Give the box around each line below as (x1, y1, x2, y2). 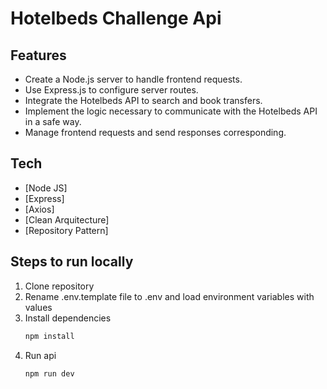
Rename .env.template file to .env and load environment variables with (24, 290, 315, 302)
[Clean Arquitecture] (24, 213, 110, 226)
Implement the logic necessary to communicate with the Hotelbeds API (24, 105, 318, 117)
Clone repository (24, 280, 95, 292)
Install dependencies (24, 312, 112, 324)
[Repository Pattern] (24, 224, 109, 236)
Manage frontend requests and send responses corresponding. (24, 127, 287, 138)
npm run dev (24, 368, 75, 379)
